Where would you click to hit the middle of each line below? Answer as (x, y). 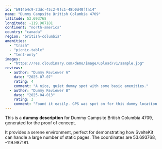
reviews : (14, 68)
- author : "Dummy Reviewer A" (40, 73)
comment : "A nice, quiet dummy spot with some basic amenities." (81, 86)
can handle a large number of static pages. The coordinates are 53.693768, (81, 137)
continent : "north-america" (33, 28)
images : (13, 59)
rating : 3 (24, 100)
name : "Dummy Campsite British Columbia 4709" (53, 14)
